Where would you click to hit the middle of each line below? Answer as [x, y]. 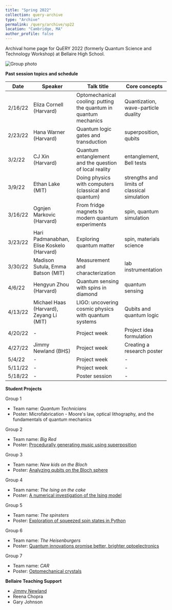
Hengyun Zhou [51, 285]
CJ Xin [41, 156]
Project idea [139, 330]
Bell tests [136, 163]
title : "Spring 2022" [28, 10]
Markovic [44, 215]
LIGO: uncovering [98, 302]
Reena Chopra [28, 596]
